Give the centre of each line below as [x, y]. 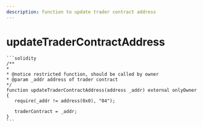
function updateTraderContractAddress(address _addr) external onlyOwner [102, 90]
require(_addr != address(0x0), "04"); [65, 101]
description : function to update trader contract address [81, 12]
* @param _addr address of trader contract [62, 80]
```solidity [21, 58]
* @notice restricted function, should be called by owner [83, 74]
